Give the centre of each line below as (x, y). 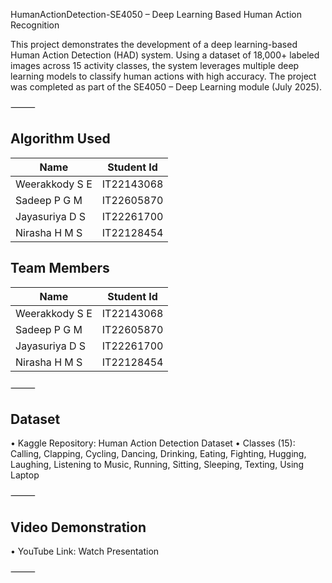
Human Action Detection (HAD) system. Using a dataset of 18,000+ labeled (165, 55)
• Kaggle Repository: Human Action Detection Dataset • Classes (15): (153, 443)
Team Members (60, 268)
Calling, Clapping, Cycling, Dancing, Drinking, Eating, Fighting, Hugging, (158, 454)
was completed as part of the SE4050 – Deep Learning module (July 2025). (166, 87)
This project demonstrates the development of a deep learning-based (154, 44)
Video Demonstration (78, 527)
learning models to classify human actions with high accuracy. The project (163, 76)
